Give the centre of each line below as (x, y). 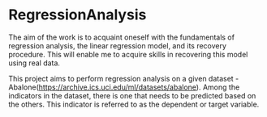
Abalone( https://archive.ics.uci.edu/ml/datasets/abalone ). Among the (124, 87)
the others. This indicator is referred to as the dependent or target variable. (134, 104)
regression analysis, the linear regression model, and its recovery (118, 45)
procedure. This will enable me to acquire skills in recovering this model (128, 54)
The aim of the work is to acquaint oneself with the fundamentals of (122, 37)
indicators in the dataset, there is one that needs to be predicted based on (132, 95)
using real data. (34, 63)
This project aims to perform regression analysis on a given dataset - (124, 78)
